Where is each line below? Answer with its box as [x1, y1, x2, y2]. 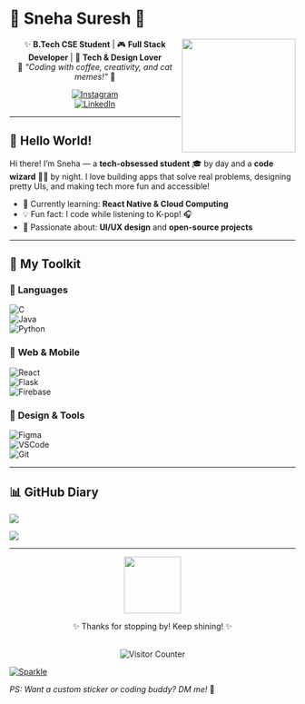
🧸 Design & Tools [9, 409, 85, 421]
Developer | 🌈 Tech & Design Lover [28, 52, 162, 63]
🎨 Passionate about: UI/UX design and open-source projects [22, 222, 253, 233]
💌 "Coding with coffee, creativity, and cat [17, 61, 172, 72]
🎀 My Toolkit [9, 256, 82, 272]
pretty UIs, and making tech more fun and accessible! [9, 181, 211, 192]
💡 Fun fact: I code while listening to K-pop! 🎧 [22, 208, 192, 219]
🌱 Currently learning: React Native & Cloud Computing [22, 198, 229, 209]
